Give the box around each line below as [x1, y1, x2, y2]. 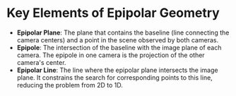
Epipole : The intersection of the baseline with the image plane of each [16, 43, 222, 52]
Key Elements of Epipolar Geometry [6, 5, 220, 21]
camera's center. [16, 58, 66, 66]
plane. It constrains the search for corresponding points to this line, [16, 73, 213, 82]
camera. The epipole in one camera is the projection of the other [16, 51, 206, 59]
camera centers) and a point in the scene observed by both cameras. [16, 35, 219, 44]
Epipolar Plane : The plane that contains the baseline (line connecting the [16, 28, 230, 37]
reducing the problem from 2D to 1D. [16, 80, 123, 89]
